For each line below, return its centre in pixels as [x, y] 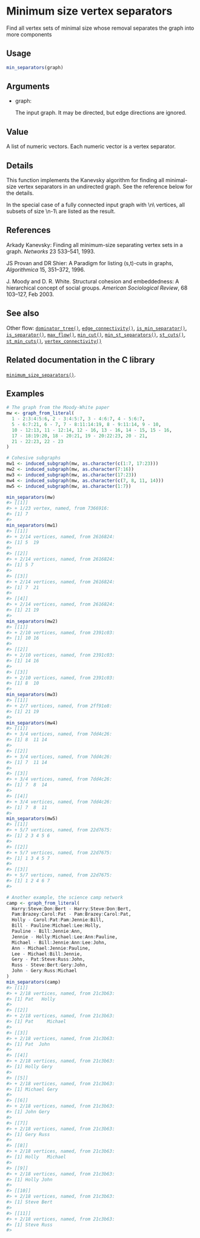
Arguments [28, 86]
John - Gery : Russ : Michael [45, 971]
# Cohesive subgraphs [34, 458]
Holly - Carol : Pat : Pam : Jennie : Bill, [58, 920]
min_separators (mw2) [32, 621]
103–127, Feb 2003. [30, 294]
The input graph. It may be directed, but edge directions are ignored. [101, 113]
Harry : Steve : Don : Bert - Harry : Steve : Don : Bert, [72, 908]
